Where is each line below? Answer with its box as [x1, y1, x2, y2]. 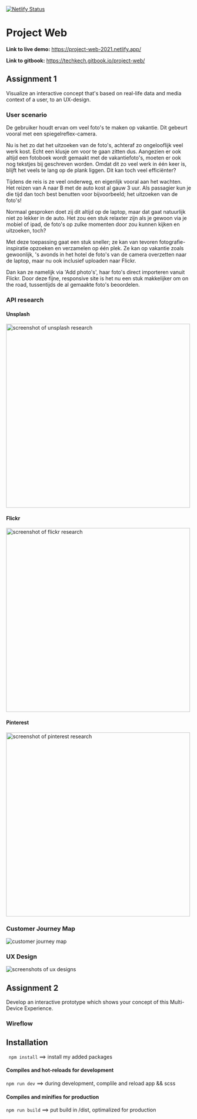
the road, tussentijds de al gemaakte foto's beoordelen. [6, 281, 140, 288]
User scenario [6, 111, 47, 119]
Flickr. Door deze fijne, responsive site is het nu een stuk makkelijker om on [6, 275, 189, 282]
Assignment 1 [6, 74, 57, 84]
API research [6, 295, 44, 304]
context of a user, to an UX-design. [6, 96, 91, 103]
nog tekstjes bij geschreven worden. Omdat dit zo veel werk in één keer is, [6, 161, 187, 168]
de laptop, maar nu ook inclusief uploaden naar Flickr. [6, 257, 136, 264]
